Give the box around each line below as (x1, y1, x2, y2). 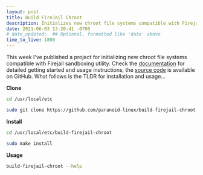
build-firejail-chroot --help (6, 163, 83, 169)
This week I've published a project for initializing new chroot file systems (6, 54, 187, 60)
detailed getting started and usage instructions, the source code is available (6, 66, 195, 73)
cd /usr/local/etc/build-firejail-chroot (6, 129, 112, 136)
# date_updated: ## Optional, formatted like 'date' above (6, 31, 161, 37)
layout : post (6, 8, 39, 15)
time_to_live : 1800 (6, 37, 56, 43)
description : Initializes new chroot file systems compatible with (6, 20, 180, 26)
